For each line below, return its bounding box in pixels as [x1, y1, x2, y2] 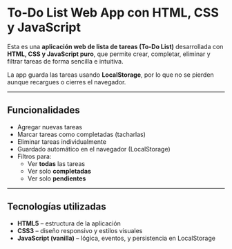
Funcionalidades [7, 104, 81, 116]
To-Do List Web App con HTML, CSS [7, 5, 219, 21]
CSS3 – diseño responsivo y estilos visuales [17, 226, 143, 234]
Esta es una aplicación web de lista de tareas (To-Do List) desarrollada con [7, 42, 224, 50]
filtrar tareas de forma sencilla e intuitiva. [7, 57, 124, 65]
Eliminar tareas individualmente [17, 137, 107, 146]
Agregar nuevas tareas [17, 122, 83, 131]
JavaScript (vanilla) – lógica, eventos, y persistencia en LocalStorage [17, 234, 216, 242]
